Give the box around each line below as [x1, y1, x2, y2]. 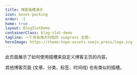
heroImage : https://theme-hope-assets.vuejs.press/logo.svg [5, 40, 133, 45]
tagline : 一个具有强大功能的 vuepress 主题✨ [5, 35, 92, 40]
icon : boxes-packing [5, 12, 48, 17]
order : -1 [5, 16, 26, 21]
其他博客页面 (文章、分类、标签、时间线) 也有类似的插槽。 [5, 64, 125, 70]
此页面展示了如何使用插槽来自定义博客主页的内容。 [5, 54, 110, 60]
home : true [5, 21, 28, 26]
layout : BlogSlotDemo [5, 26, 50, 31]
